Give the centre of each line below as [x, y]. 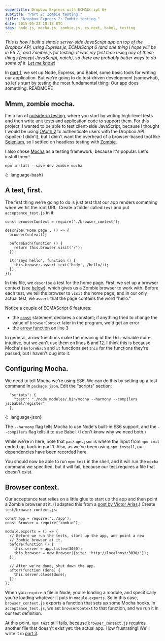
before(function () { [32, 545]
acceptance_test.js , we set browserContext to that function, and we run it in [82, 608]
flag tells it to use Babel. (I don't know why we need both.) [87, 431]
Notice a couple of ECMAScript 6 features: [48, 308]
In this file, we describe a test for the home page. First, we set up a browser [82, 283]
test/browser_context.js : [31, 510]
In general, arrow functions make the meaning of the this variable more [78, 337]
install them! [17, 156]
